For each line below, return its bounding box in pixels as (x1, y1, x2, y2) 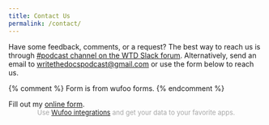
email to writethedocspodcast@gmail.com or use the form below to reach (8, 58, 254, 69)
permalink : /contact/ (8, 19, 82, 28)
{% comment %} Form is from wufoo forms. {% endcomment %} (8, 83, 225, 93)
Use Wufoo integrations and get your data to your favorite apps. (36, 107, 236, 117)
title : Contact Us (8, 11, 70, 20)
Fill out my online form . (8, 99, 85, 109)
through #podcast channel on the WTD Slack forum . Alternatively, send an (8, 50, 257, 60)
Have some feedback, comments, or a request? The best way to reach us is (8, 41, 261, 51)
